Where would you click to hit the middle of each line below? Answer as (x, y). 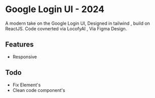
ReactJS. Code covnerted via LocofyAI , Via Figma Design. (66, 28)
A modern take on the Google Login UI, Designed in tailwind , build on (78, 23)
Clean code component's (39, 90)
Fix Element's (27, 85)
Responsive (24, 57)
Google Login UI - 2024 (55, 9)
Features (19, 45)
